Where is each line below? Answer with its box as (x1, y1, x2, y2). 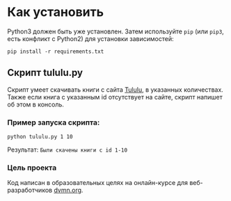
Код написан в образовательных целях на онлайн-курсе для (7, 179, 188, 187)
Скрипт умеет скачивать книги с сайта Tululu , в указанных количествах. (7, 85, 224, 94)
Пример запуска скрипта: (7, 118, 100, 127)
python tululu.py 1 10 (7, 134, 73, 140)
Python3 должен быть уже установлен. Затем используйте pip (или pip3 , (7, 27, 224, 35)
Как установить (7, 4, 104, 20)
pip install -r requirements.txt (7, 48, 104, 55)
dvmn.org (54, 186, 82, 195)
